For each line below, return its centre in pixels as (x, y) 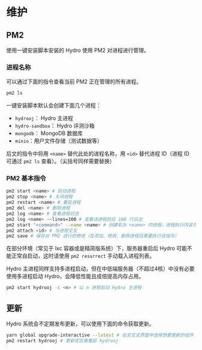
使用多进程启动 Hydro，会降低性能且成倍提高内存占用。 (75, 276)
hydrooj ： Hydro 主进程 (44, 118)
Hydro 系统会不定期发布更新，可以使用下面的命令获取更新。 (81, 324)
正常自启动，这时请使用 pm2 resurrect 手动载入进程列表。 (83, 256)
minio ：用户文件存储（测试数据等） (59, 141)
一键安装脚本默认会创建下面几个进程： (54, 106)
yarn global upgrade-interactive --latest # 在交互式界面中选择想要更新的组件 (100, 336)
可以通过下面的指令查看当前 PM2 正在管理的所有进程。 (74, 81)
